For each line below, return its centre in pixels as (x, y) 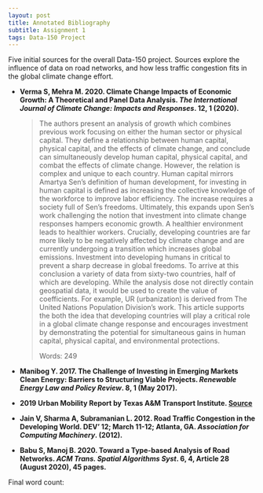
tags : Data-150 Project (47, 37)
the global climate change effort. (61, 76)
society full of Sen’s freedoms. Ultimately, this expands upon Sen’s (147, 207)
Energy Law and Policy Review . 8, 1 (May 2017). (99, 388)
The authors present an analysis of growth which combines (135, 123)
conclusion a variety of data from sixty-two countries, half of (137, 274)
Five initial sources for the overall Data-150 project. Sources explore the (124, 60)
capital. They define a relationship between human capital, (134, 140)
